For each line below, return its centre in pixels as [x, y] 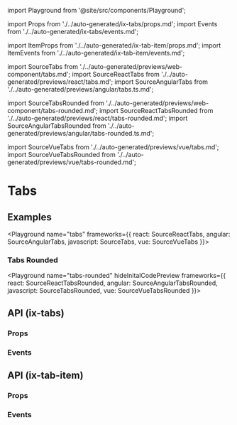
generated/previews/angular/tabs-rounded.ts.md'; [81, 133]
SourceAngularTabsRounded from [57, 126]
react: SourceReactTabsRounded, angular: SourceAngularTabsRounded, [112, 283]
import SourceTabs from [43, 66]
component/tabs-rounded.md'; [53, 111]
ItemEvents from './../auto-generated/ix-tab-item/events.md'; [96, 53]
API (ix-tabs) [36, 313]
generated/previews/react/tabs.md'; [60, 82]
